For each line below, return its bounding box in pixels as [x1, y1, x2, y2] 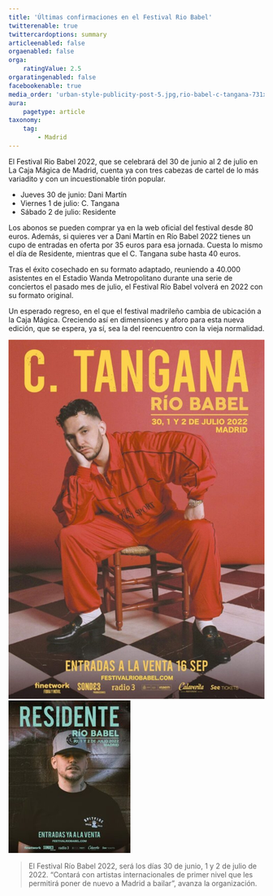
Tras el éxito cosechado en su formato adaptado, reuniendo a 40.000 [8, 264, 241, 274]
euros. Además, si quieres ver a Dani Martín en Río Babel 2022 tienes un [8, 231, 251, 241]
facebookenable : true [8, 81, 82, 90]
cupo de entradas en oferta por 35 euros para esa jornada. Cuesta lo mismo [8, 240, 263, 250]
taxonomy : [8, 116, 42, 125]
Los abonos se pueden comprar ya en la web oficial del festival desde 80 [8, 222, 253, 232]
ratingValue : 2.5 [23, 65, 82, 73]
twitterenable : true [8, 21, 79, 30]
